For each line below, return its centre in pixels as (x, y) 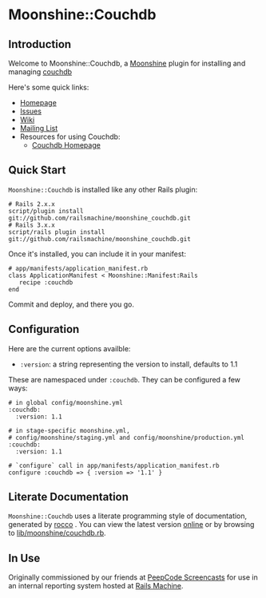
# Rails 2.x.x (32, 204)
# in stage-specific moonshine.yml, (69, 430)
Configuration (44, 329)
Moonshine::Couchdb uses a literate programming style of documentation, (128, 516)
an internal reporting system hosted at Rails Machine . (96, 586)
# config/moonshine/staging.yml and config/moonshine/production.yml (127, 438)
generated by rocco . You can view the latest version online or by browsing (131, 525)
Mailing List (39, 128)
